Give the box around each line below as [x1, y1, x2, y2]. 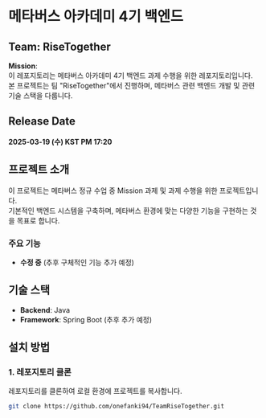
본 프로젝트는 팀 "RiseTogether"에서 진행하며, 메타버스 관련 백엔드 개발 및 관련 [8, 81, 256, 90]
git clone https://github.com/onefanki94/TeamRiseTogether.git [8, 403, 225, 411]
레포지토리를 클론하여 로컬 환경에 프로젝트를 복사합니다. [8, 387, 182, 396]
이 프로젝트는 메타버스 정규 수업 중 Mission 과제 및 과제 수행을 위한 [8, 186, 219, 195]
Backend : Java [19, 305, 71, 314]
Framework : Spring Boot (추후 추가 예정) [19, 314, 153, 324]
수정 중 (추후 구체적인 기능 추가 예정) [19, 257, 135, 267]
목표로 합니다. [16, 215, 60, 225]
